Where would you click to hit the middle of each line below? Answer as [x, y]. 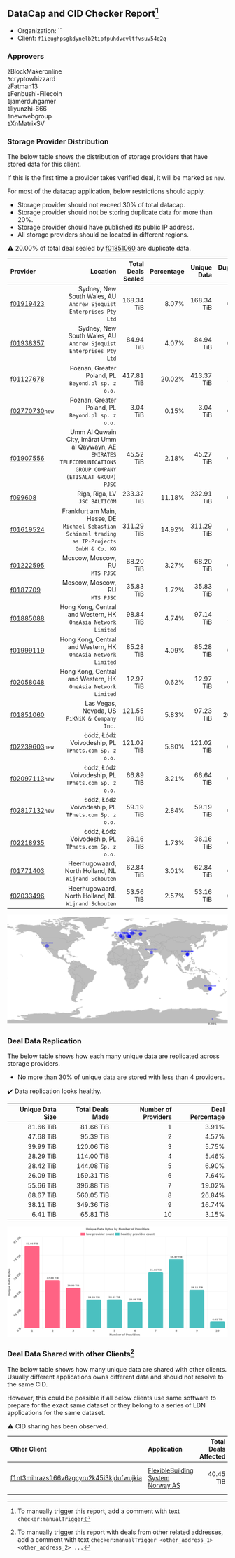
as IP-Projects [94, 541]
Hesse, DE [101, 518]
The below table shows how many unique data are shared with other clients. [117, 1369]
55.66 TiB [42, 1185]
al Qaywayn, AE [94, 447]
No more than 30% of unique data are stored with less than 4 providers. [121, 1077]
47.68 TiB [42, 1136]
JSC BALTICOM [98, 502]
